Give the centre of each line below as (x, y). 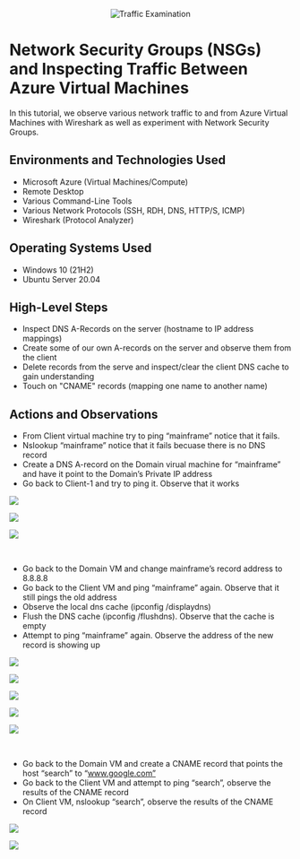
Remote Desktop (53, 191)
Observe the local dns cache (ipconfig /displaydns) (117, 607)
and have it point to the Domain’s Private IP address (117, 474)
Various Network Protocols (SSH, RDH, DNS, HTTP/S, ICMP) (133, 210)
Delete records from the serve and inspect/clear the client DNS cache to (155, 367)
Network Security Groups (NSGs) (136, 50)
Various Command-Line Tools (77, 201)
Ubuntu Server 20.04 (61, 279)
